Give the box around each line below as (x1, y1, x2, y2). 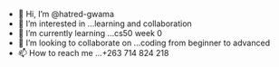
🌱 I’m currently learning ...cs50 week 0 (17, 28, 163, 38)
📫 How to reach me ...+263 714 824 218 (17, 48, 169, 58)
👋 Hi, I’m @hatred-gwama (17, 9, 115, 19)
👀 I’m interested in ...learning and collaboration (17, 18, 192, 29)
